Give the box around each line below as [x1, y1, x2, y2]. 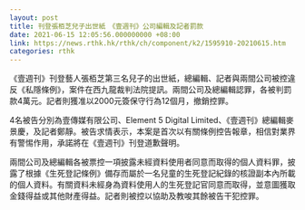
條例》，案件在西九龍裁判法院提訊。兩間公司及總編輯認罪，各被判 [40, 84, 284, 95]
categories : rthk [9, 47, 75, 56]
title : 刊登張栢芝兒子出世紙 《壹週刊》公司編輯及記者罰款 [9, 22, 204, 31]
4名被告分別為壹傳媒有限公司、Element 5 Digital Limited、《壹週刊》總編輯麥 [9, 115, 294, 126]
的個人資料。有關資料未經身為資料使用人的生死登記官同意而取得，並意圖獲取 [9, 179, 296, 190]
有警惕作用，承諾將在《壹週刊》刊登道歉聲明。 [9, 138, 184, 148]
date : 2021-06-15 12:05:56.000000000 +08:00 [9, 30, 181, 39]
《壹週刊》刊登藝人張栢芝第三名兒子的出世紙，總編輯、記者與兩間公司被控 [9, 73, 288, 84]
